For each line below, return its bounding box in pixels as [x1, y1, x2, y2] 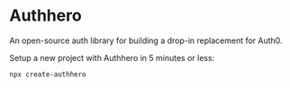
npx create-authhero [9, 69, 87, 79]
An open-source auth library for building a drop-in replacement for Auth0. [9, 35, 283, 46]
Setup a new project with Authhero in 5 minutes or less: [9, 52, 215, 63]
